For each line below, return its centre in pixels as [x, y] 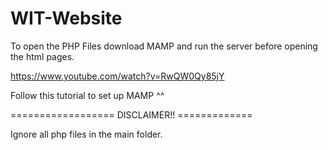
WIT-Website [66, 18]
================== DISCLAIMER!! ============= [131, 114]
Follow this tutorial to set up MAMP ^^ [87, 95]
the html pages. [42, 56]
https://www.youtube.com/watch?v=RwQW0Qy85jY [117, 76]
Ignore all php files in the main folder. [86, 134]
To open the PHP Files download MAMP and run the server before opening [164, 46]
